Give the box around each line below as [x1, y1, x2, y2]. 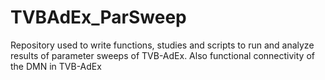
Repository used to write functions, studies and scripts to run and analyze [10, 39, 315, 51]
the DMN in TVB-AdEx [10, 60, 102, 72]
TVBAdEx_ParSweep [10, 6, 187, 29]
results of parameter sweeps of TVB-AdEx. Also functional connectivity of [10, 49, 315, 61]
